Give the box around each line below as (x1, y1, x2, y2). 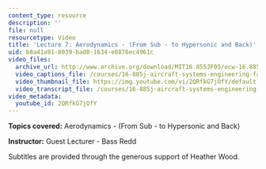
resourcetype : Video (8, 33, 77, 42)
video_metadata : (8, 92, 62, 100)
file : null (8, 26, 44, 34)
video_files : (8, 56, 51, 64)
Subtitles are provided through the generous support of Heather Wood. (8, 152, 240, 162)
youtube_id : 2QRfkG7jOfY (15, 100, 97, 107)
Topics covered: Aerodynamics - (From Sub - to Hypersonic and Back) (8, 122, 240, 131)
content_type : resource (8, 11, 87, 20)
